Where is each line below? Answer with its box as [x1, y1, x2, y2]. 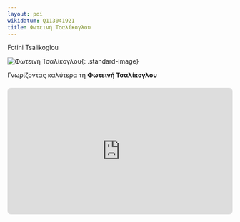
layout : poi [7, 10, 43, 18]
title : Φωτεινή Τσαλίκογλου [7, 24, 91, 31]
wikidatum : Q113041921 [7, 17, 75, 24]
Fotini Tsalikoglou [7, 44, 59, 52]
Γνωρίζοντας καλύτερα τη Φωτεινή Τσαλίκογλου [7, 71, 157, 79]
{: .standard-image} [81, 57, 139, 66]
